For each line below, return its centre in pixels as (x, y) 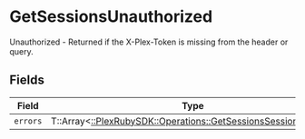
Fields (27, 80)
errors (28, 121)
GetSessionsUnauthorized (111, 17)
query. (21, 51)
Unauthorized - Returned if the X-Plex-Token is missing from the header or (149, 42)
